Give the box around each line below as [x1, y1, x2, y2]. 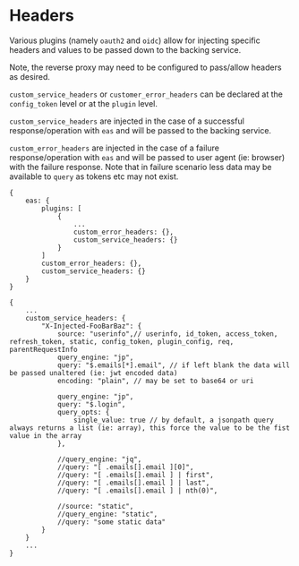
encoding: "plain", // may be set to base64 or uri [56, 376, 254, 385]
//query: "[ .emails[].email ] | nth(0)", [56, 485, 218, 495]
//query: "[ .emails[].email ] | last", [56, 478, 210, 487]
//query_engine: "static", [56, 510, 158, 519]
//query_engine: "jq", [56, 454, 142, 464]
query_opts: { [56, 407, 110, 416]
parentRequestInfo [9, 345, 78, 354]
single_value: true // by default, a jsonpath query [73, 416, 275, 424]
